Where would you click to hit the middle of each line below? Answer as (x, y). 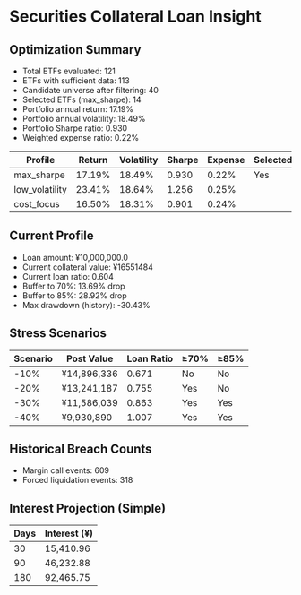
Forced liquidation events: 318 (77, 480)
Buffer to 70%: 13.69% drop (73, 286)
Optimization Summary (75, 50)
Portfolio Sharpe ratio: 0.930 (75, 128)
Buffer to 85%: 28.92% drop (74, 295)
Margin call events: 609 (66, 470)
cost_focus (37, 204)
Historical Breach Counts (81, 449)
